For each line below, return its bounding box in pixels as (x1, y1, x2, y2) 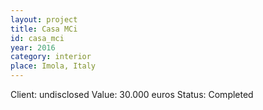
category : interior (10, 52, 92, 62)
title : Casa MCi (10, 24, 78, 34)
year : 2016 (10, 42, 56, 53)
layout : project (10, 14, 78, 25)
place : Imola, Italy (10, 61, 97, 71)
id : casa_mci (10, 33, 65, 43)
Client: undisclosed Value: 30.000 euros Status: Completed (10, 89, 254, 100)
